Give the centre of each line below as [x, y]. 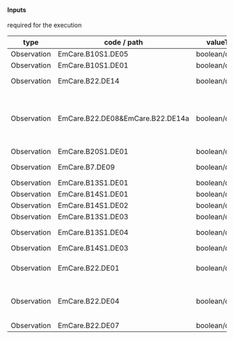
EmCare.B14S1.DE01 [93, 194]
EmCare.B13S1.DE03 [93, 217]
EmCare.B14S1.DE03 [93, 249]
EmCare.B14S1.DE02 [93, 205]
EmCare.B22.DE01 [89, 268]
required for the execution [45, 25]
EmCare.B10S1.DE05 [93, 54]
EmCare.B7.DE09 [86, 167]
